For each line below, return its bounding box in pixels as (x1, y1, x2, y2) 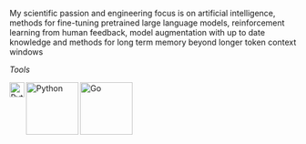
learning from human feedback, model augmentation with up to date (9, 27, 266, 37)
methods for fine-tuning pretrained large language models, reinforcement (9, 17, 285, 28)
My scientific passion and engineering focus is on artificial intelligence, (9, 8, 276, 18)
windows (9, 46, 44, 57)
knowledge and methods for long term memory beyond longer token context (9, 36, 297, 47)
